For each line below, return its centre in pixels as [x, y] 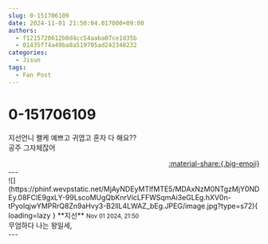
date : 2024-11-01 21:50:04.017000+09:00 [77, 23]
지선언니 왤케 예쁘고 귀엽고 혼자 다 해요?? [73, 137]
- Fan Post [33, 75]
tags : [17, 68]
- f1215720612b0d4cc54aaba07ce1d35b [76, 38]
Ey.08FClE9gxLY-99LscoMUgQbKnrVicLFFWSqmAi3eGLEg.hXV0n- [120, 197]
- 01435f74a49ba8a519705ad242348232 [76, 45]
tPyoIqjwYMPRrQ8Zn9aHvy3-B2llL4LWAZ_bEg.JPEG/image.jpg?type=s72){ [133, 206]
